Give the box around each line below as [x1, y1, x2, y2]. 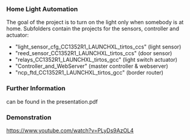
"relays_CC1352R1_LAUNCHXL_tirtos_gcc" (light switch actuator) [15, 56, 178, 64]
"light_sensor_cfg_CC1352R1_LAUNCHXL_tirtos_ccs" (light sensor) [15, 43, 182, 50]
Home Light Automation [6, 5, 78, 13]
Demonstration [6, 113, 52, 121]
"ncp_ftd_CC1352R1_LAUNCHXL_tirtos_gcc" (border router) [15, 69, 164, 76]
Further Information [6, 84, 66, 93]
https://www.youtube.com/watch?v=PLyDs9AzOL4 [6, 127, 134, 134]
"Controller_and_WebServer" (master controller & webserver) [15, 62, 169, 70]
